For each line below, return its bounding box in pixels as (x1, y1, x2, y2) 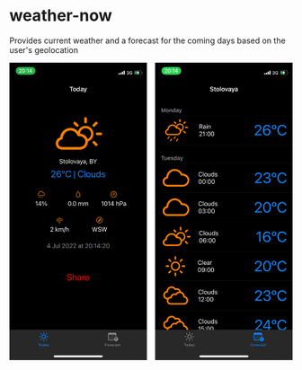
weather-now (9, 5, 112, 26)
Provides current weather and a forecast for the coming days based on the (9, 35, 286, 46)
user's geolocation (9, 44, 79, 55)
